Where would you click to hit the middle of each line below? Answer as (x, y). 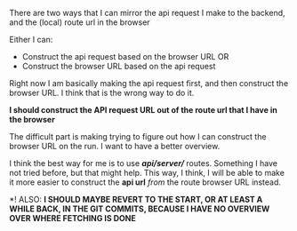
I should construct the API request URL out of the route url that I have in (143, 110)
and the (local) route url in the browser (80, 22)
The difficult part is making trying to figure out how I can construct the (138, 136)
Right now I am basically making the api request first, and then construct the (149, 83)
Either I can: (31, 40)
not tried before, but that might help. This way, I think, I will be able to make (147, 173)
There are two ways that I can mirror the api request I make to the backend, (148, 13)
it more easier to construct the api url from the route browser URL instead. (145, 182)
